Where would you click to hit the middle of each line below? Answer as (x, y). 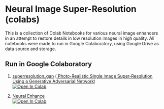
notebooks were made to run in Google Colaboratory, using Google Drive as (82, 43)
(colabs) (22, 19)
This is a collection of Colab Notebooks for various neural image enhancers (82, 33)
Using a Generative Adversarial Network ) (54, 81)
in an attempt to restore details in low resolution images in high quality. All (80, 38)
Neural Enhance (29, 96)
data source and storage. (31, 49)
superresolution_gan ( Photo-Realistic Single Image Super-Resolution (82, 76)
